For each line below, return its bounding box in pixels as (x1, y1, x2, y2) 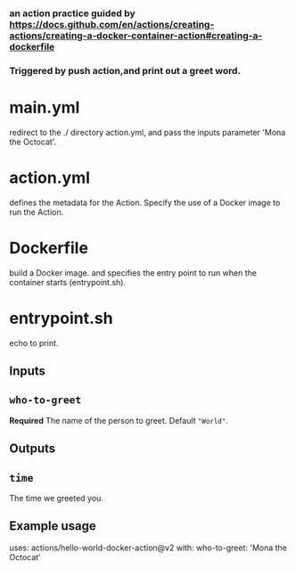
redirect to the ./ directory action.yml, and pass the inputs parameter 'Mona (9, 127, 286, 137)
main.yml (9, 97, 80, 118)
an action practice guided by (9, 7, 136, 20)
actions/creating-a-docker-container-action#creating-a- (9, 29, 263, 42)
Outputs (9, 441, 56, 457)
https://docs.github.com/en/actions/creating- (9, 18, 215, 30)
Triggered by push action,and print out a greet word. (9, 64, 242, 77)
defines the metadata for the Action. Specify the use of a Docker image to (9, 197, 281, 208)
